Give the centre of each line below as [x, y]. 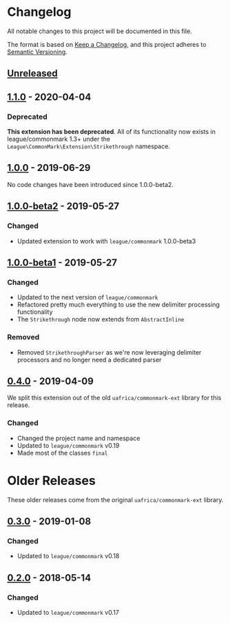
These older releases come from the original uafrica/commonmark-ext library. [115, 500]
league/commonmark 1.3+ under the [59, 139]
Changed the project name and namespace [79, 438]
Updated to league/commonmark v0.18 [68, 556]
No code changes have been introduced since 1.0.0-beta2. [91, 184]
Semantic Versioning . [37, 52]
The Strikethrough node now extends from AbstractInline [101, 319]
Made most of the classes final [62, 453]
